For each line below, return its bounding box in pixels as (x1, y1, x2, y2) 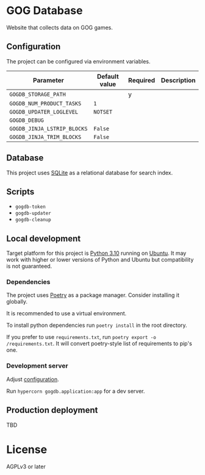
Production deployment (6, 405, 98, 415)
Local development (6, 233, 81, 244)
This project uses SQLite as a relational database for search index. (6, 169, 173, 176)
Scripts (6, 187, 35, 197)
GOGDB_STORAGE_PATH (9, 91, 66, 98)
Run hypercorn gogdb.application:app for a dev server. (6, 387, 145, 395)
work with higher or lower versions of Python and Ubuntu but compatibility (6, 256, 194, 263)
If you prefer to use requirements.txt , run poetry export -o (6, 334, 157, 341)
